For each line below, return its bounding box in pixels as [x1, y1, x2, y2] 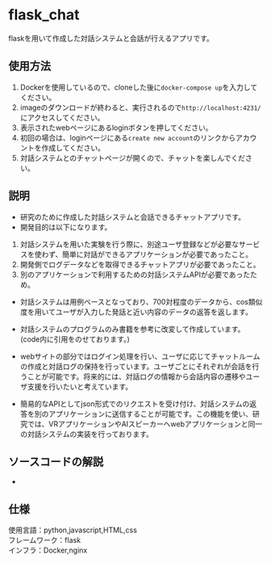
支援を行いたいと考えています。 [27, 381, 133, 391]
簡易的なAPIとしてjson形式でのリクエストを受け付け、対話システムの [19, 398, 250, 409]
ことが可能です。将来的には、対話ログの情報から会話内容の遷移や [27, 372, 246, 381]
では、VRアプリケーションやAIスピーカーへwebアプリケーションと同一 [27, 418, 263, 429]
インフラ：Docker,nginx [8, 545, 88, 555]
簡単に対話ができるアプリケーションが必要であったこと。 [61, 249, 253, 259]
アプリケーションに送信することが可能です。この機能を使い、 [48, 409, 253, 418]
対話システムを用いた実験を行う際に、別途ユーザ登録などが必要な [19, 239, 240, 249]
